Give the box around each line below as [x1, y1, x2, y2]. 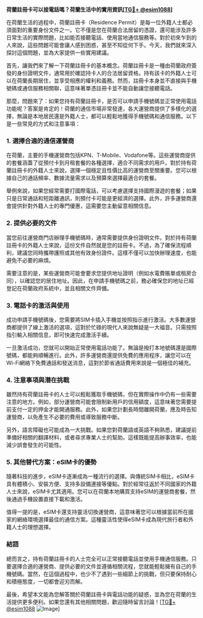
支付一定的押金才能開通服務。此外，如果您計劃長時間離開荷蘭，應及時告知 [11, 406, 197, 413]
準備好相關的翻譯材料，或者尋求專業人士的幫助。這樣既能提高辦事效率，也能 [6, 434, 197, 441]
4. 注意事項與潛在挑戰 [6, 375, 69, 384]
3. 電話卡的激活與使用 [6, 301, 69, 309]
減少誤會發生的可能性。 [6, 441, 65, 449]
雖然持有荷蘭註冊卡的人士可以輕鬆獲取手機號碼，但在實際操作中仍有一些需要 [6, 390, 197, 398]
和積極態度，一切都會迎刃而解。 [6, 577, 86, 585]
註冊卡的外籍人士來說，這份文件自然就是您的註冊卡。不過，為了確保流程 [6, 242, 186, 249]
